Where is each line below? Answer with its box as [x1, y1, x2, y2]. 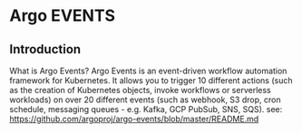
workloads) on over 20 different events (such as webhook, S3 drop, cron [9, 94, 281, 105]
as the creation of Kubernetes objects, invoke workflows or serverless [9, 85, 271, 95]
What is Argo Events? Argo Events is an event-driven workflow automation [9, 65, 287, 76]
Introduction [9, 42, 82, 57]
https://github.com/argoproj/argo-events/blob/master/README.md [9, 114, 259, 124]
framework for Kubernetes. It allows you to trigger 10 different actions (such [9, 75, 293, 86]
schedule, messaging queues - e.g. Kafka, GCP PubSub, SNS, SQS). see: [9, 104, 283, 114]
